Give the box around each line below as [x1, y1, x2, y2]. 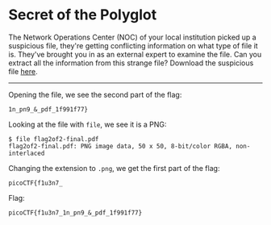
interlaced [8, 149, 45, 157]
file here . [8, 66, 38, 76]
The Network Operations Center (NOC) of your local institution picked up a [8, 32, 256, 42]
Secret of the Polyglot [8, 6, 157, 24]
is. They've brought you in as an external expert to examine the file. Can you [8, 49, 262, 59]
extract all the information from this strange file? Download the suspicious [8, 58, 254, 68]
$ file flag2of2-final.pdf [8, 135, 99, 143]
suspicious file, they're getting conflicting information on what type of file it [8, 40, 258, 50]
